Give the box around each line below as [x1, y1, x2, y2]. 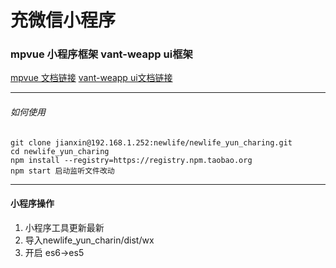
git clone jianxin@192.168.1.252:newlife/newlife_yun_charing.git [10, 137, 293, 148]
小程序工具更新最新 [24, 221, 105, 233]
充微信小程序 [10, 9, 117, 32]
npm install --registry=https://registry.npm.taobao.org [10, 155, 253, 165]
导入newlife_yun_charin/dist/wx [24, 234, 155, 246]
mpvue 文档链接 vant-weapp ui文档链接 [10, 72, 173, 84]
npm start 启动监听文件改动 [10, 166, 115, 176]
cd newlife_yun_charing [10, 146, 110, 156]
